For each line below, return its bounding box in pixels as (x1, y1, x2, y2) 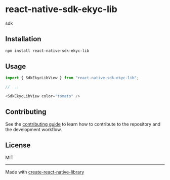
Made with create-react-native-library (5, 169, 84, 175)
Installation (5, 35, 41, 43)
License (5, 141, 31, 150)
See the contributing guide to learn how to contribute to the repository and (5, 121, 161, 127)
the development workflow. (5, 126, 62, 132)
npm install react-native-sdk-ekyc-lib (5, 48, 90, 53)
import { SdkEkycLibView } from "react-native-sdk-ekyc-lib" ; (5, 76, 139, 81)
